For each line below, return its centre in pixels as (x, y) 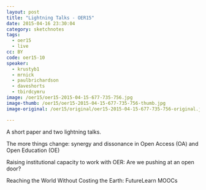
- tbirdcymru (29, 92)
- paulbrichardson (36, 80)
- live (20, 47)
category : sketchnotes (35, 29)
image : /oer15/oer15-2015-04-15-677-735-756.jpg (70, 97)
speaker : (17, 63)
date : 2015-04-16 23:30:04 (41, 23)
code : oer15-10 (26, 58)
